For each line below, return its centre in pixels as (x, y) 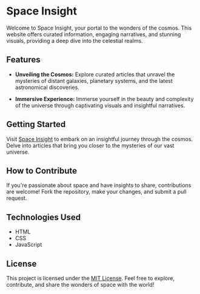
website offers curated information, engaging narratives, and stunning (94, 34)
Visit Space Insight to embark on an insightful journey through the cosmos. (99, 139)
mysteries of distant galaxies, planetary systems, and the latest (94, 80)
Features (23, 60)
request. (17, 198)
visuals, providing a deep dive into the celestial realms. (75, 41)
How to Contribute (42, 171)
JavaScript (28, 245)
